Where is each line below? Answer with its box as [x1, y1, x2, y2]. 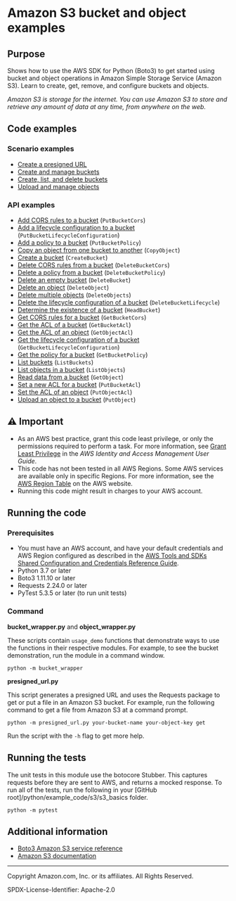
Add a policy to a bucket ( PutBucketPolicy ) [17, 238, 142, 247]
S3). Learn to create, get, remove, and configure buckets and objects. [7, 82, 209, 89]
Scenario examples [7, 144, 74, 154]
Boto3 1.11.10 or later [17, 574, 76, 582]
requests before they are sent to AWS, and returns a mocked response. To [7, 778, 223, 786]
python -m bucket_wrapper [7, 665, 83, 672]
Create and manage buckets [17, 167, 100, 176]
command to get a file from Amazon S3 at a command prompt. [7, 705, 188, 714]
